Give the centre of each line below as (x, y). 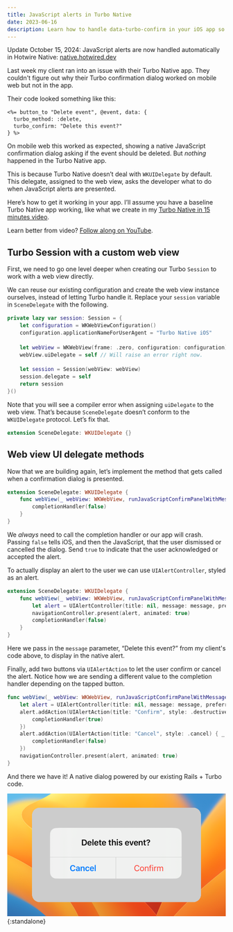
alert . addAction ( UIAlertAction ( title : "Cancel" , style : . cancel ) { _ (122, 734)
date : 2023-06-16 (32, 22)
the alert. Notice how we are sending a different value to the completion (110, 676)
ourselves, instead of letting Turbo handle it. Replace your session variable (114, 297)
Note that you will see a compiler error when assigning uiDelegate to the (111, 404)
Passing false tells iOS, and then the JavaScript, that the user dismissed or (114, 542)
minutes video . (28, 217)
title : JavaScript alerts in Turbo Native (69, 15)
